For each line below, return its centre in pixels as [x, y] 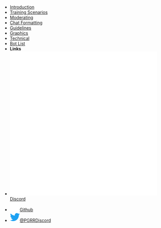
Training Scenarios [29, 12]
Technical [20, 38]
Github [26, 210]
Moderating [21, 17]
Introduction [22, 7]
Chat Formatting [26, 23]
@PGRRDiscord [35, 221]
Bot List [17, 43]
